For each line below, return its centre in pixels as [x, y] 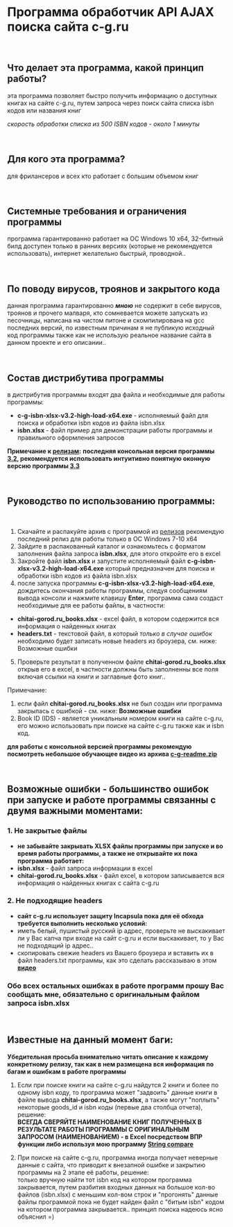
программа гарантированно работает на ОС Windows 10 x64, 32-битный [115, 239]
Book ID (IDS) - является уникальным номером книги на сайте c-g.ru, [120, 718]
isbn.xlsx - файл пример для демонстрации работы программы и [115, 430]
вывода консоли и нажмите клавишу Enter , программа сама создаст [120, 598]
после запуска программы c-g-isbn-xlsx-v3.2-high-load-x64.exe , [116, 583]
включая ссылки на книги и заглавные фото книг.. [91, 676]
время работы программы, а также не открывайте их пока [107, 853]
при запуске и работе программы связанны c [112, 800]
